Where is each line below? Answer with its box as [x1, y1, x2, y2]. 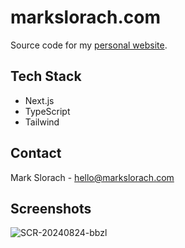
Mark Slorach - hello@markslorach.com [10, 171, 175, 183]
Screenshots [10, 200, 92, 217]
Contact [10, 145, 62, 162]
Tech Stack [10, 68, 82, 85]
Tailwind [24, 116, 60, 128]
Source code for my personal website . [10, 39, 168, 51]
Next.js [24, 94, 55, 106]
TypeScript [24, 105, 71, 117]
